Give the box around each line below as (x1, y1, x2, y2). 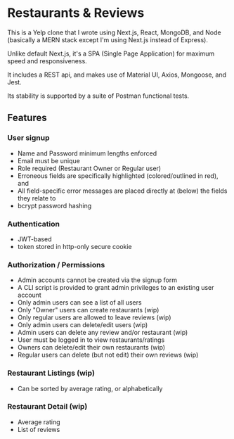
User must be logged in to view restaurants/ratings (17, 336, 165, 344)
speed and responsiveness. (7, 56, 88, 65)
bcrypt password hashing (17, 201, 92, 210)
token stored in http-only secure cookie (17, 242, 132, 250)
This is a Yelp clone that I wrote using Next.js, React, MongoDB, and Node (7, 28, 221, 37)
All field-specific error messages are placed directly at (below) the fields (17, 186, 228, 195)
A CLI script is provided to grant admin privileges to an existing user (17, 284, 214, 292)
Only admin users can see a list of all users (17, 298, 142, 307)
